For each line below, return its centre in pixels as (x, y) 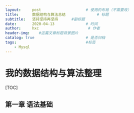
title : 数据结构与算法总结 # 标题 (57, 14)
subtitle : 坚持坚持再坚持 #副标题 (45, 19)
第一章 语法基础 (29, 104)
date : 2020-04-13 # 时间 (51, 24)
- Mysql (22, 47)
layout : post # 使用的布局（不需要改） (68, 10)
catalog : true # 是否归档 (55, 38)
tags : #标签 (50, 42)
